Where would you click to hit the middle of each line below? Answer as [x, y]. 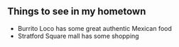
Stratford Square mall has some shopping [78, 36]
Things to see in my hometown [77, 12]
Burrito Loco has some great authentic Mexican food [95, 28]
